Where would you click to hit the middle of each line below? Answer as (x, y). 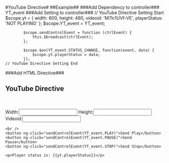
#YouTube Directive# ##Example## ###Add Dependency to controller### (82, 7)
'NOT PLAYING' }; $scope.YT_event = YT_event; (55, 23)
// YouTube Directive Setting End (42, 64)
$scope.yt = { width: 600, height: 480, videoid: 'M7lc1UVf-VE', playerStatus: (84, 18)
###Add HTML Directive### (35, 73)
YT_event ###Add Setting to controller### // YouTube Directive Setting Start (84, 13)
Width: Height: (49, 112)
